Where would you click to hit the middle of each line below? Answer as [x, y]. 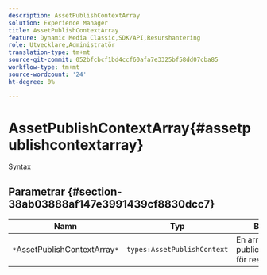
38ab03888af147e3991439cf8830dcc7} [112, 204]
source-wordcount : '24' [48, 74]
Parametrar [37, 191]
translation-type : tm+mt [49, 52]
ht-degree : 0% [32, 82]
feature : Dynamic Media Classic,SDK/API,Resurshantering [104, 38]
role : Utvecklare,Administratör [62, 45]
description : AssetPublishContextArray [74, 15]
